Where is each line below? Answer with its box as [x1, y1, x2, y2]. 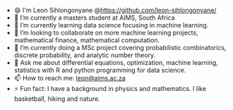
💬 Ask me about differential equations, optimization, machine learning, [13, 59, 219, 66]
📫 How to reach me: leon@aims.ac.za [13, 74, 126, 82]
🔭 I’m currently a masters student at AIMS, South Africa [13, 13, 175, 22]
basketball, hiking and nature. [13, 94, 100, 103]
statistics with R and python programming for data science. [13, 66, 186, 74]
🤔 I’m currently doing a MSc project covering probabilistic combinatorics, [13, 44, 227, 51]
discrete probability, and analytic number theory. [13, 51, 156, 59]
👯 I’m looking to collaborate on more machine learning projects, [13, 28, 199, 37]
